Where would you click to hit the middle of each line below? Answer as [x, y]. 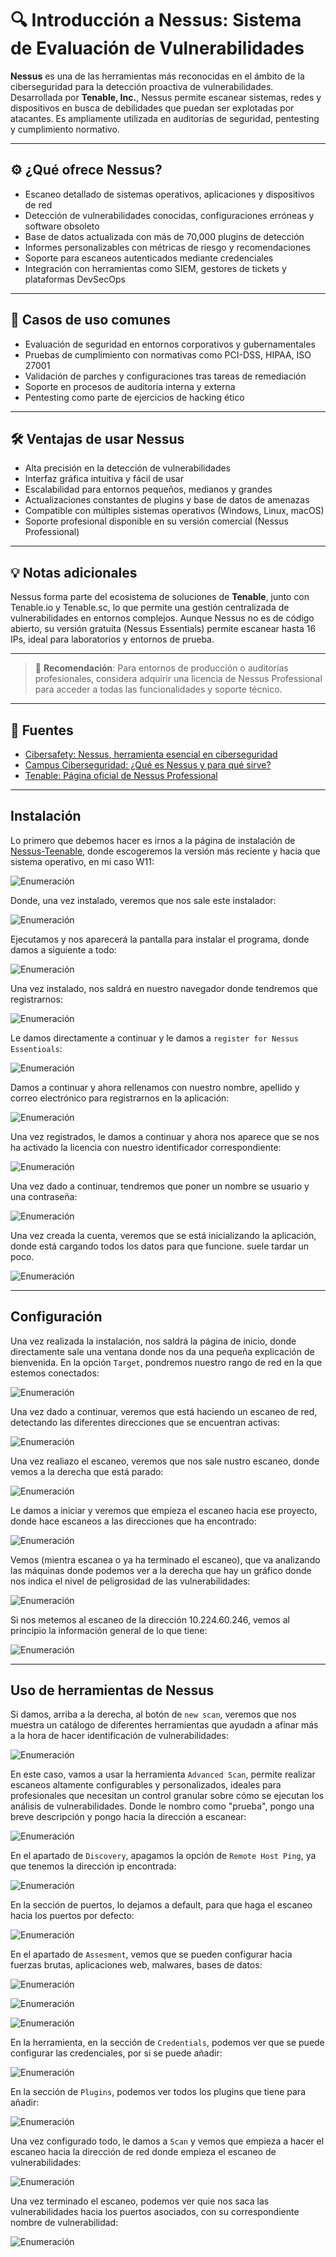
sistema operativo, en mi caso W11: [82, 861]
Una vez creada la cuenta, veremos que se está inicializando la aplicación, [163, 1235]
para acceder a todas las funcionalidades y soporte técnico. [158, 689]
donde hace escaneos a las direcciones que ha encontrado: [133, 1521]
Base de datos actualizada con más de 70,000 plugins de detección [164, 236]
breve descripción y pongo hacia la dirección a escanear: [128, 1817]
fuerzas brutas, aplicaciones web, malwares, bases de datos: [136, 1965]
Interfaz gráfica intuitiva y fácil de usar [104, 479]
